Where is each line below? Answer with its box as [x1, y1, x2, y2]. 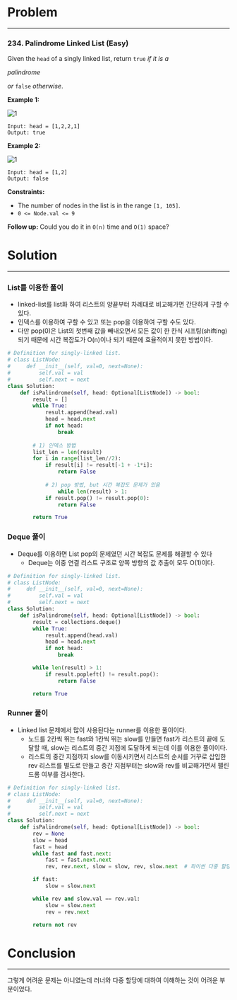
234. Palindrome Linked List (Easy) [7, 38, 129, 48]
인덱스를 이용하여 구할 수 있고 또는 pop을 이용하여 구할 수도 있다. [17, 318, 196, 326]
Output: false [7, 175, 49, 183]
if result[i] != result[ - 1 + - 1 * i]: [44, 462, 153, 469]
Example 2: [7, 142, 41, 150]
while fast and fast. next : [32, 850, 112, 857]
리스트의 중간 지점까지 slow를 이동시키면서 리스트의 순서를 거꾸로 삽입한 [28, 752, 226, 761]
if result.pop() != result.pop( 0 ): [44, 494, 150, 501]
